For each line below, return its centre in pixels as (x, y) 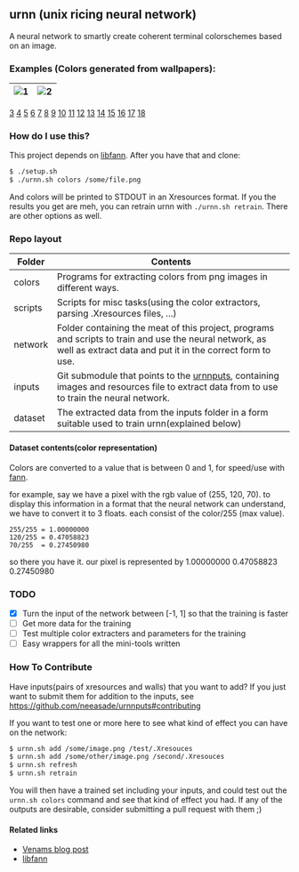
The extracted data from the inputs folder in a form (162, 413)
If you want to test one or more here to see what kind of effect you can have (149, 723)
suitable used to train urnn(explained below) (149, 424)
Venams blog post (55, 850)
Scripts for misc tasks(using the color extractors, (158, 303)
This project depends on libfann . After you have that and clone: (125, 156)
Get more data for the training (77, 624)
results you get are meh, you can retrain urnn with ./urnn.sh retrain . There (149, 206)
